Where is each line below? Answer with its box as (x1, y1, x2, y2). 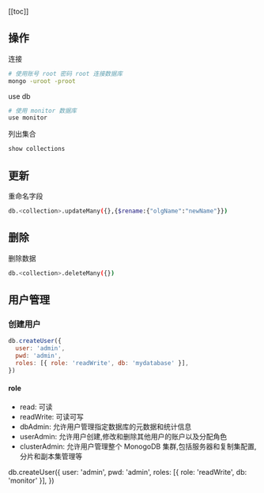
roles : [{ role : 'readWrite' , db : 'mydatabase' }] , (15, 359, 190, 367)
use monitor (8, 114, 47, 122)
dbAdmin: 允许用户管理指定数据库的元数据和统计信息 (19, 422, 192, 431)
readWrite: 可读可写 (19, 412, 85, 421)
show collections (8, 145, 66, 153)
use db (8, 91, 31, 101)
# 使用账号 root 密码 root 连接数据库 (8, 70, 123, 77)
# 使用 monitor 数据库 (8, 107, 77, 115)
